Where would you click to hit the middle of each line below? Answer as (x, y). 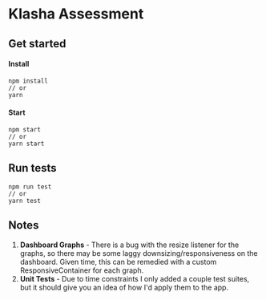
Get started (37, 44)
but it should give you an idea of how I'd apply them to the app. (124, 287)
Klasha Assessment (76, 14)
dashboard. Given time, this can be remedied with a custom (118, 261)
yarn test (25, 201)
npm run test (30, 186)
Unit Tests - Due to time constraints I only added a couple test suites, (135, 278)
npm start (25, 129)
